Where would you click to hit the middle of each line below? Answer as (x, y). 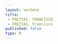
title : (12, 15)
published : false (23, 29)
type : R (13, 33)
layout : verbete (22, 10)
